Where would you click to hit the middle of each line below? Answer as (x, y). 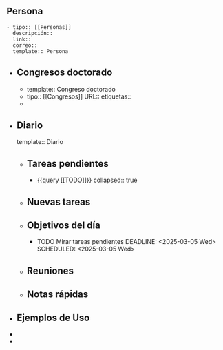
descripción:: (33, 33)
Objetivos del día (63, 226)
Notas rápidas (57, 295)
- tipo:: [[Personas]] (39, 27)
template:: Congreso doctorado (71, 89)
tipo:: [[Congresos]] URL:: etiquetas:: (79, 96)
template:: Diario (40, 142)
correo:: (25, 45)
